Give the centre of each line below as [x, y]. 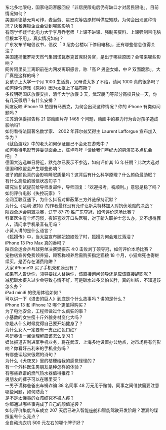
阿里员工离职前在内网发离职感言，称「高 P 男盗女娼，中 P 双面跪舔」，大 [87, 69]
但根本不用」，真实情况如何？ [34, 38]
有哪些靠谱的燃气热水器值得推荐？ [40, 373]
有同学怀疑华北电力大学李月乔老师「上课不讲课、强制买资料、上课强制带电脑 [83, 32]
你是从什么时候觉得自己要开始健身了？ [44, 323]
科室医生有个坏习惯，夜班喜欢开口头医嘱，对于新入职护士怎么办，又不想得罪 [83, 218]
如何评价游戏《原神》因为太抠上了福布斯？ [48, 88]
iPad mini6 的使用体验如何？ [34, 292]
